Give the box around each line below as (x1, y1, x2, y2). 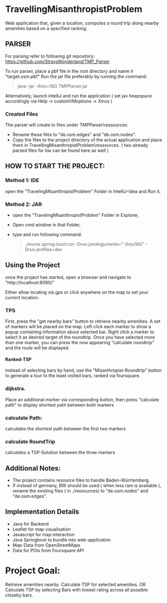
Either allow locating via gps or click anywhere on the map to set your (5, 289, 148, 295)
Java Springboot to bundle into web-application (12, 537, 111, 543)
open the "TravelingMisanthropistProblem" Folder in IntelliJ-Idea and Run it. (5, 188, 161, 194)
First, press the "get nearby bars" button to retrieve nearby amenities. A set (5, 318, 161, 324)
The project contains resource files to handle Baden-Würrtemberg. (12, 477, 150, 483)
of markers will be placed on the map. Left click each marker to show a (5, 324, 151, 330)
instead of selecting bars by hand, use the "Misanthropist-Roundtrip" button (5, 367, 162, 373)
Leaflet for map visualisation (12, 526, 71, 532)
